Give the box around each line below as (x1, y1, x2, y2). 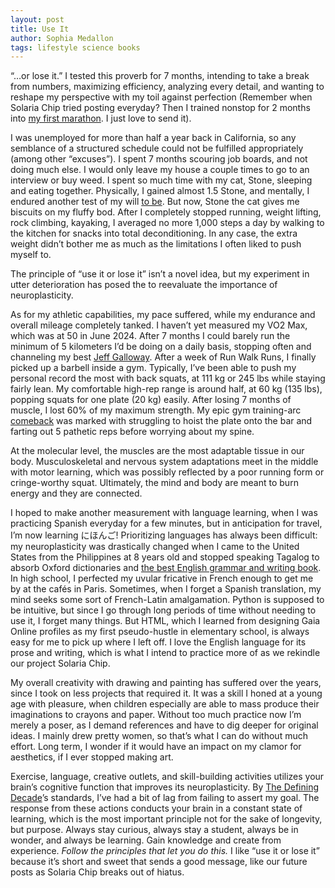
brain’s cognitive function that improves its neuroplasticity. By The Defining (10, 781, 320, 793)
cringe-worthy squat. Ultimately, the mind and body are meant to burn (10, 477, 299, 489)
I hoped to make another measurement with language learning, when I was (10, 507, 318, 519)
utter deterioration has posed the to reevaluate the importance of (10, 279, 278, 291)
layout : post (10, 14, 65, 25)
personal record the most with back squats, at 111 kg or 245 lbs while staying (10, 372, 326, 385)
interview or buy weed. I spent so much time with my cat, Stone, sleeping (10, 174, 313, 186)
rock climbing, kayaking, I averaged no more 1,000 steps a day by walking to (10, 217, 325, 229)
